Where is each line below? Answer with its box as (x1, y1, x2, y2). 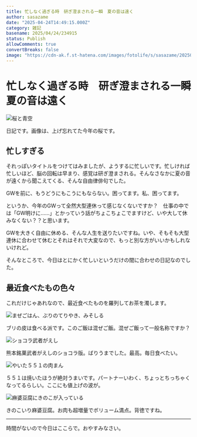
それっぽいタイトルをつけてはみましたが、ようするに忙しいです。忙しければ (6, 163, 191, 170)
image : (6, 52, 22, 58)
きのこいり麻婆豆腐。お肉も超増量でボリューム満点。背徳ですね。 (6, 406, 165, 414)
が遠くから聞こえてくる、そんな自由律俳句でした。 (6, 177, 129, 184)
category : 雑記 (6, 25, 42, 31)
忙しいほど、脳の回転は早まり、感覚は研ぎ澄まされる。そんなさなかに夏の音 (6, 170, 191, 177)
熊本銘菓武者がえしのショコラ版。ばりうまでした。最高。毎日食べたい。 (6, 349, 181, 357)
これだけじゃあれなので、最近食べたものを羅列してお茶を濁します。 (6, 300, 170, 307)
